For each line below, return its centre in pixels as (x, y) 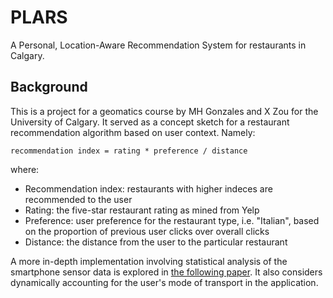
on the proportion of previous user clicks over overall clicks (147, 231)
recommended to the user (78, 199)
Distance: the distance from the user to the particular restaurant (156, 242)
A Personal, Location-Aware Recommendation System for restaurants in (158, 45)
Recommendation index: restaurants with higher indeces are (148, 188)
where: (25, 169)
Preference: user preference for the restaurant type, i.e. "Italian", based (172, 220)
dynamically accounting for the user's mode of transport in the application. (164, 282)
